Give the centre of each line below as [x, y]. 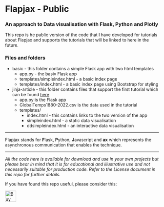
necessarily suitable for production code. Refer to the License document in [80, 169]
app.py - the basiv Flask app [48, 74]
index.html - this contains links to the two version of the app [87, 115]
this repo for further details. [33, 174]
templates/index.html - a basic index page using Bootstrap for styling [89, 84]
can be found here [31, 94]
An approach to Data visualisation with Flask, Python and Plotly [82, 24]
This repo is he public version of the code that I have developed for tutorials [81, 35]
